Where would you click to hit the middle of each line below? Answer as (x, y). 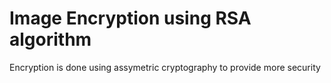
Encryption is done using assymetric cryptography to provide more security (165, 67)
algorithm (50, 39)
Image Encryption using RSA (130, 18)
